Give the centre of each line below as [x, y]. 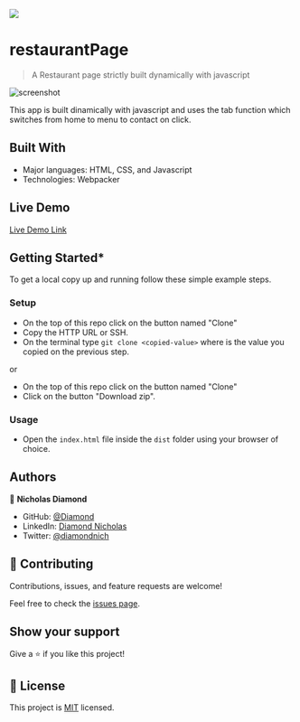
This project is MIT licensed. [62, 708]
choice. [37, 448]
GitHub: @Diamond [58, 516]
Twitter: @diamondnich [66, 535]
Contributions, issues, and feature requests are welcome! [116, 586]
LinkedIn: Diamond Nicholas [75, 526]
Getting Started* [57, 258]
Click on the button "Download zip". [89, 396]
